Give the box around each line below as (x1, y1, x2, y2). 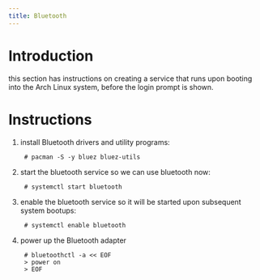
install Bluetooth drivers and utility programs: (19, 137, 170, 146)
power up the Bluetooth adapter (19, 235, 127, 245)
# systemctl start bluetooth (23, 183, 123, 191)
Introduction (8, 46, 94, 65)
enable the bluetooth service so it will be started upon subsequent (19, 197, 241, 206)
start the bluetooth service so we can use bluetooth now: (19, 167, 211, 176)
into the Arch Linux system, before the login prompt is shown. (8, 82, 214, 91)
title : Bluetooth (8, 11, 67, 20)
